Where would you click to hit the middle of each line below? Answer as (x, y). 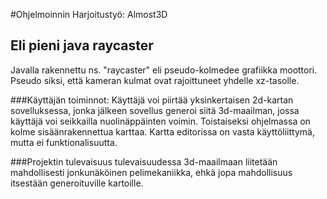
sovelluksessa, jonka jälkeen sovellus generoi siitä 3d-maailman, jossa (155, 110)
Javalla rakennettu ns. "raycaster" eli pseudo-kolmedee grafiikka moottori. (164, 70)
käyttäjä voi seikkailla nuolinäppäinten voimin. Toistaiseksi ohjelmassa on (160, 121)
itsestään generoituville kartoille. (77, 183)
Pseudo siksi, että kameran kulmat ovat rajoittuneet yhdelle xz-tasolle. (155, 80)
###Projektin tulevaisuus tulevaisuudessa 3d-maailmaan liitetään (144, 161)
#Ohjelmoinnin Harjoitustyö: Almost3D (89, 14)
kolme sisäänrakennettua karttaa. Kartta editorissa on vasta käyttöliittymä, (162, 131)
